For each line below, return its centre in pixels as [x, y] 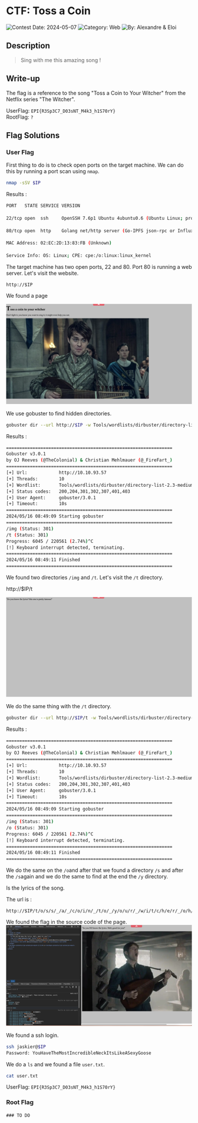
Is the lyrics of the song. [35, 888]
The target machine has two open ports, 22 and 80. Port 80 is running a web [99, 267]
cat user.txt [22, 1076]
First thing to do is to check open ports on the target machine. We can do [95, 165]
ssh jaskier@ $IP [26, 1047]
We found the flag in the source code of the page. [67, 922]
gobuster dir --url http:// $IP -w [49, 425]
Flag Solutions [33, 135]
